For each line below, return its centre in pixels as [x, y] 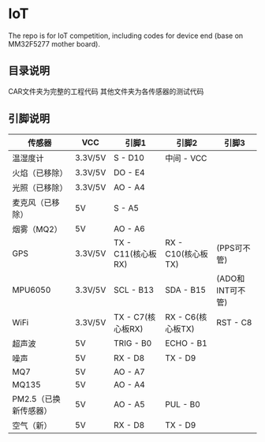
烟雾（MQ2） [37, 229]
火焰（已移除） [40, 173]
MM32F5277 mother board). [54, 43]
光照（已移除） [40, 188]
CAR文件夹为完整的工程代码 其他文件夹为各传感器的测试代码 [106, 91]
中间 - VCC [186, 158]
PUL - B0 [183, 404]
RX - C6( [182, 317]
